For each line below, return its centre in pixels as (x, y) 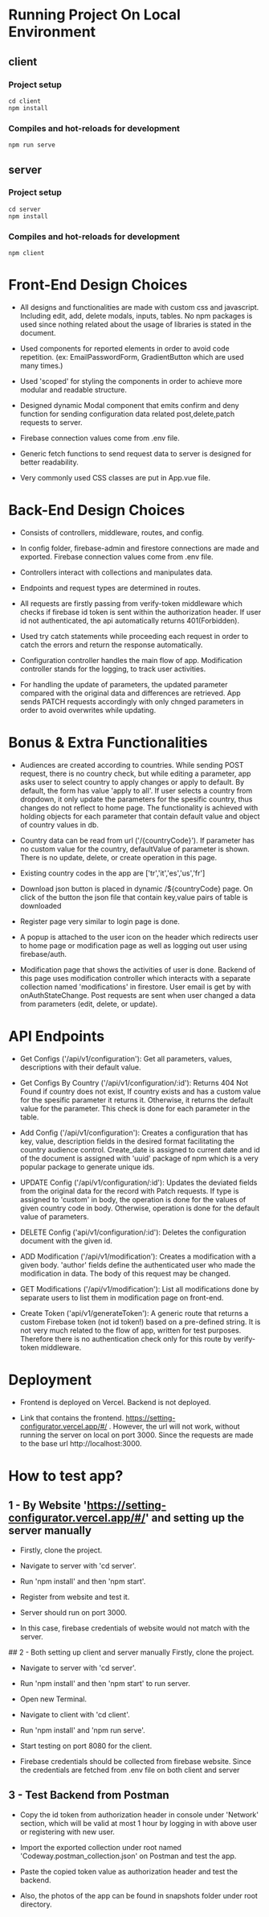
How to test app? (66, 1476)
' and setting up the (195, 1518)
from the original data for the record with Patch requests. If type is (129, 1191)
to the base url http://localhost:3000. (81, 1443)
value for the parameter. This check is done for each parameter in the (135, 1108)
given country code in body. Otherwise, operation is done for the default (139, 1208)
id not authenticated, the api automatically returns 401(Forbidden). (129, 620)
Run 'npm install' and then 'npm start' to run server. (105, 1683)
